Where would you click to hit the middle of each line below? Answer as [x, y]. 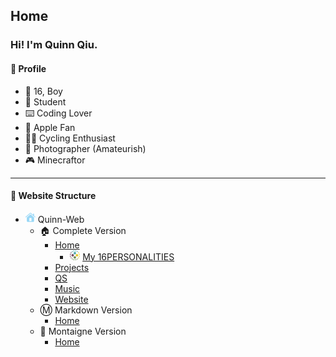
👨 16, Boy [43, 91]
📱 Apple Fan [50, 127]
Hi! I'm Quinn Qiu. [54, 45]
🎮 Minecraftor [55, 160]
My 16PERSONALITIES [128, 256]
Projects [72, 267]
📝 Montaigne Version [83, 331]
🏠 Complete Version [83, 230]
